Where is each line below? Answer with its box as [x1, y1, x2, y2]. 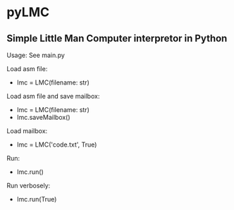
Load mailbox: [6, 127, 48, 135]
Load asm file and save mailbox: [6, 92, 100, 100]
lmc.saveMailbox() [16, 113, 71, 121]
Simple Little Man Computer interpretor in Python [6, 32, 228, 44]
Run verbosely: [6, 181, 51, 190]
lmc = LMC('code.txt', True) [16, 140, 97, 149]
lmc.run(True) [16, 195, 57, 203]
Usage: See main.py [6, 51, 65, 59]
